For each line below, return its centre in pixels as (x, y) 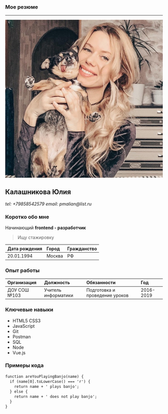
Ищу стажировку (35, 238)
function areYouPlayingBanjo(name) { (44, 376)
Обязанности (101, 283)
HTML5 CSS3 (26, 321)
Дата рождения (25, 249)
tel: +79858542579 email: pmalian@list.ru (48, 204)
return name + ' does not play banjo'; (56, 396)
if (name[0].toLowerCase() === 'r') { (50, 381)
